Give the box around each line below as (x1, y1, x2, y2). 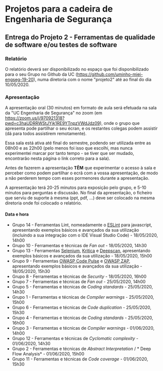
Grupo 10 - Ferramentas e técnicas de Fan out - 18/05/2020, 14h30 (12, 243, 147, 249)
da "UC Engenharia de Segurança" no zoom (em (5, 110, 102, 116)
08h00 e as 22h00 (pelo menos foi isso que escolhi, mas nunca (5, 145, 133, 151)
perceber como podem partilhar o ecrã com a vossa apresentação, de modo (5, 170, 158, 176)
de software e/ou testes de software (5, 40, 118, 49)
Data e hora (5, 211, 29, 217)
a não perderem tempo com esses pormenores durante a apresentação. (5, 175, 150, 181)
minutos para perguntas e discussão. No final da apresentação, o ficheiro (5, 190, 152, 196)
